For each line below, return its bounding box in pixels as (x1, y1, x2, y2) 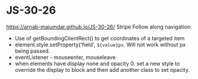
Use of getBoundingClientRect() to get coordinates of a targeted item (14, 34, 185, 42)
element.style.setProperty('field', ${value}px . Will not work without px (14, 41, 186, 48)
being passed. (14, 47, 50, 54)
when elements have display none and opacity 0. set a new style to (14, 60, 180, 67)
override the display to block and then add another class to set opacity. (14, 66, 190, 73)
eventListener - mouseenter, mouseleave (14, 53, 116, 61)
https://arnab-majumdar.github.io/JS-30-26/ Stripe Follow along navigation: (6, 23, 192, 30)
